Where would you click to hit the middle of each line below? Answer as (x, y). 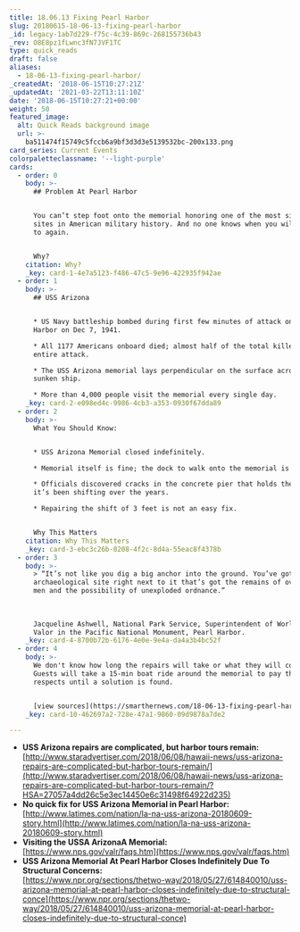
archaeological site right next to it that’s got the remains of (157, 582)
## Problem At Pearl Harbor (85, 192)
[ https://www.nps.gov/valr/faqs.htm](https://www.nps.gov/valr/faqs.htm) (156, 852)
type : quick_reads (43, 51)
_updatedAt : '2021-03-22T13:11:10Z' (77, 92)
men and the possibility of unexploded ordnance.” (129, 591)
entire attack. (61, 354)
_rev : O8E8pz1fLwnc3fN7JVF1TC (66, 42)
